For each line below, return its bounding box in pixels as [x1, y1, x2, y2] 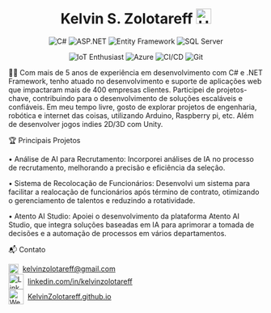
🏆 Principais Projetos [8, 135, 81, 145]
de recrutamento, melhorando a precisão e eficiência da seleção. [8, 163, 226, 172]
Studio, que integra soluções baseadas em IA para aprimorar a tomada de [8, 219, 255, 230]
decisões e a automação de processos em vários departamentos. [8, 228, 227, 238]
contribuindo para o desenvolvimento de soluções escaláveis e [32, 93, 243, 103]
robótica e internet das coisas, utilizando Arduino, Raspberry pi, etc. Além [8, 110, 254, 121]
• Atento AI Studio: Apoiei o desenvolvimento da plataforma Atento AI [8, 211, 240, 221]
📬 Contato [8, 244, 46, 254]
